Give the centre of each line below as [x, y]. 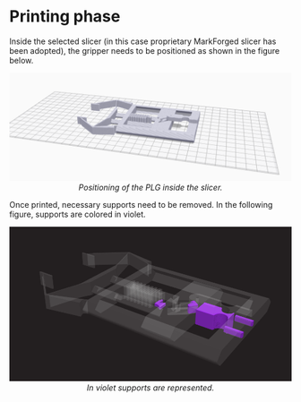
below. [21, 60]
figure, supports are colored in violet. [77, 214]
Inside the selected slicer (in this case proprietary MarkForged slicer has [143, 41]
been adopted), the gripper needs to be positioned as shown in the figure [145, 50]
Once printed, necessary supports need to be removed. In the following [141, 204]
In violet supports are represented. [150, 388]
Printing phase [65, 17]
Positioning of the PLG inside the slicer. [150, 187]
